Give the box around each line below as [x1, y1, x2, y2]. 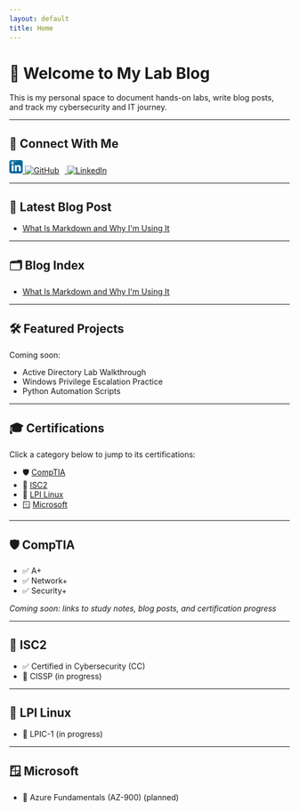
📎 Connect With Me [9, 136, 119, 151]
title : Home [9, 23, 53, 33]
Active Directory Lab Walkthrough [21, 366, 147, 377]
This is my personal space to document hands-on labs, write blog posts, [9, 92, 274, 103]
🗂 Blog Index [9, 258, 85, 273]
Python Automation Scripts [21, 385, 121, 396]
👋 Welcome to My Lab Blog [9, 63, 211, 84]
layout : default [9, 14, 69, 23]
